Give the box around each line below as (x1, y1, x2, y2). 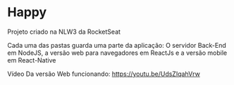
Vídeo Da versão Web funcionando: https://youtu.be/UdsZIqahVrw (7, 70, 201, 78)
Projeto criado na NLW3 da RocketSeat (7, 27, 121, 36)
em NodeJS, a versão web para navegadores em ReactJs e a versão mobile (7, 48, 228, 57)
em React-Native (7, 55, 56, 64)
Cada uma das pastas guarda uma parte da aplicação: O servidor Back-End (7, 41, 227, 49)
